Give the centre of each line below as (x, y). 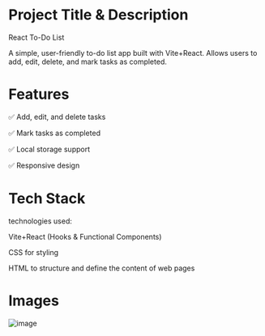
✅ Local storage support (49, 149)
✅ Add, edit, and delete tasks (57, 117)
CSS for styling (34, 252)
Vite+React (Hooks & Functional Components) (85, 236)
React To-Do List (36, 37)
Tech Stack (47, 199)
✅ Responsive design (44, 165)
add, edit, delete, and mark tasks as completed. (88, 62)
